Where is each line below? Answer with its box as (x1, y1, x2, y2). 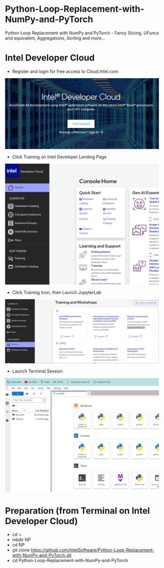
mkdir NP (12, 537, 31, 543)
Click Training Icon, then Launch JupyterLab (12, 289, 102, 295)
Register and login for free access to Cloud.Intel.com (12, 68, 119, 74)
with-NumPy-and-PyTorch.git (12, 552, 72, 558)
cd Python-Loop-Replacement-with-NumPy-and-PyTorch (12, 558, 128, 564)
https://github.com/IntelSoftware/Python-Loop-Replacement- (31, 547, 155, 553)
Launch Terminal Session (12, 368, 63, 374)
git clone (12, 547, 30, 553)
